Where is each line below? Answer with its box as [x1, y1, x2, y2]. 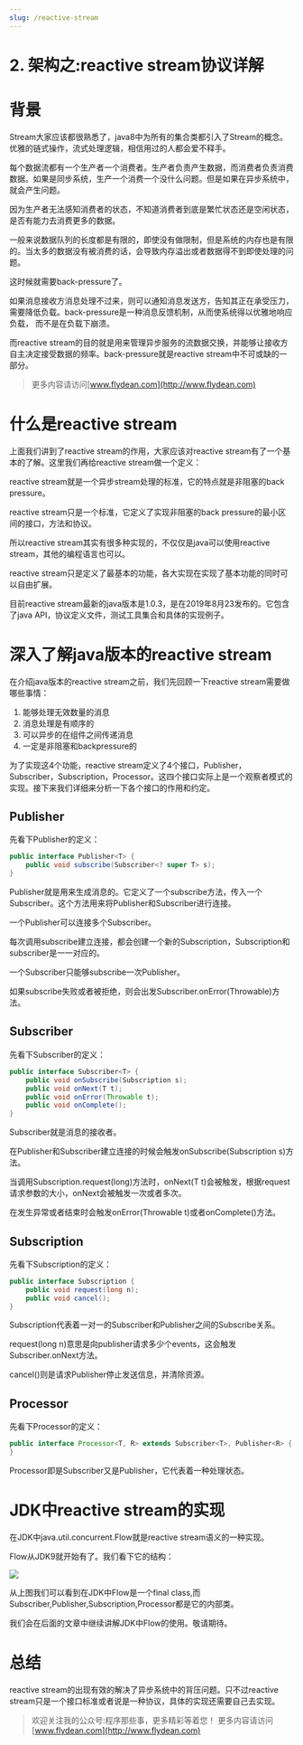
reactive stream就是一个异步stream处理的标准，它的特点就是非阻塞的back [9, 476, 285, 486]
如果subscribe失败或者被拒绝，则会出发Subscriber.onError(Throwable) [9, 986, 272, 997]
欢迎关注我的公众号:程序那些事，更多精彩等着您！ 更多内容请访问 [31, 1714, 273, 1725]
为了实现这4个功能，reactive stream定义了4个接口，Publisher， [9, 759, 247, 770]
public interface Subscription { [9, 1277, 135, 1286]
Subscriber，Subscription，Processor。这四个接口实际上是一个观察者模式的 [9, 770, 293, 782]
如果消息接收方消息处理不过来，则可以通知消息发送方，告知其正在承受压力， [9, 295, 294, 306]
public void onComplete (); [25, 1100, 127, 1110]
